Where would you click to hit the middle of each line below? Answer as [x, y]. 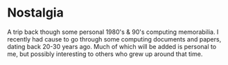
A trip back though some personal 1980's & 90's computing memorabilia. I [113, 32]
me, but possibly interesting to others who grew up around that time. [105, 54]
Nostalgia [35, 13]
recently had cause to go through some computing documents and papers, [114, 39]
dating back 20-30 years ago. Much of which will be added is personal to [112, 46]
